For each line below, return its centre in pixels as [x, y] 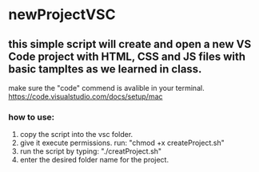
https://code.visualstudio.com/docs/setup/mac [86, 96]
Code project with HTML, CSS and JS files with [127, 56]
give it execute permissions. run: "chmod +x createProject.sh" [122, 143]
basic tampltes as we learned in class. [105, 69]
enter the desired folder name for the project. [94, 160]
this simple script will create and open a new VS [130, 44]
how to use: [32, 117]
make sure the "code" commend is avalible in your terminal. [107, 88]
